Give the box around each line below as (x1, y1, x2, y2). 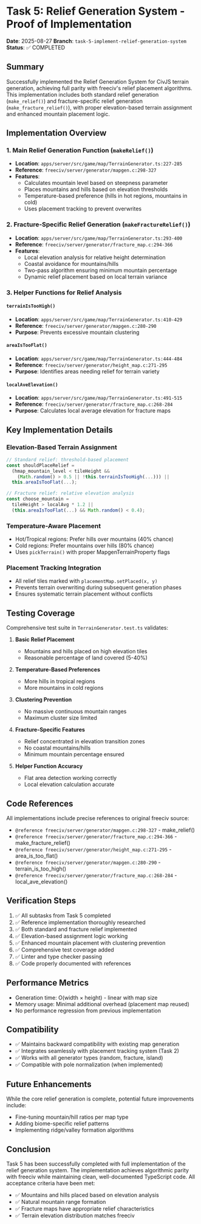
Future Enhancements (6, 1079, 92, 1090)
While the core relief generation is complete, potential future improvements (6, 1095, 194, 1102)
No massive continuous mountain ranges (24, 708, 127, 715)
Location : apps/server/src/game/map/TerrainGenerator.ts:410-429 (15, 315, 183, 323)
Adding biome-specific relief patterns (15, 1120, 109, 1127)
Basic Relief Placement (15, 636, 75, 643)
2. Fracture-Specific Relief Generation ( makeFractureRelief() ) (6, 220, 191, 229)
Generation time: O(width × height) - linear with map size (15, 993, 158, 1001)
